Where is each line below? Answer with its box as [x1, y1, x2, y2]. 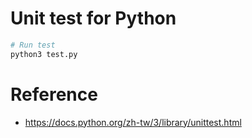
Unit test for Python [10, 7, 177, 30]
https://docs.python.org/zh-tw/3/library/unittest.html [24, 116, 242, 128]
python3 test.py [10, 49, 78, 59]
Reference [10, 83, 98, 106]
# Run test [10, 40, 56, 50]
